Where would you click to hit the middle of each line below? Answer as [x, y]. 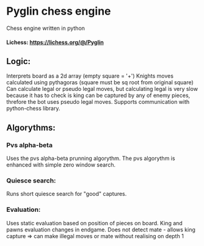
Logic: [19, 61]
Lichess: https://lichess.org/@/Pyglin [55, 42]
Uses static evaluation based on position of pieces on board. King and [95, 223]
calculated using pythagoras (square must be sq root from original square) [100, 82]
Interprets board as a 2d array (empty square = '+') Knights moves [90, 76]
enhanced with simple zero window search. [61, 165]
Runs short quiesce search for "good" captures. [67, 194]
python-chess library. [33, 109]
